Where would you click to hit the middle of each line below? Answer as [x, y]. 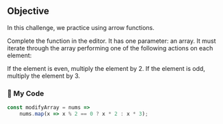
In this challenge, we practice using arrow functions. [81, 27]
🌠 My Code [26, 93]
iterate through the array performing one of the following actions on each [110, 48]
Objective [28, 11]
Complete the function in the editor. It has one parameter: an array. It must [112, 41]
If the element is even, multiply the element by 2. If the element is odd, [106, 68]
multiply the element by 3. [44, 76]
